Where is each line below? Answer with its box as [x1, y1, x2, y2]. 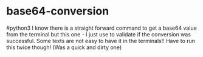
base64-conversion [6, 4, 109, 18]
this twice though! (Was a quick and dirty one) [6, 44, 122, 51]
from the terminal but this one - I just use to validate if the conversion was [6, 30, 191, 38]
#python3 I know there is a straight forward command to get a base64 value [6, 24, 198, 32]
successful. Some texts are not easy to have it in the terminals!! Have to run [6, 37, 196, 44]
